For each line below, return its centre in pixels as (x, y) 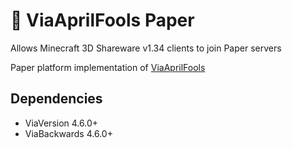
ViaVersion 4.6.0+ (61, 123)
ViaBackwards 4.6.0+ (68, 133)
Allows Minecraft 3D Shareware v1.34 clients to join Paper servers (146, 48)
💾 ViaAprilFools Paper (102, 20)
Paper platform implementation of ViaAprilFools (108, 67)
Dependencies (56, 99)
